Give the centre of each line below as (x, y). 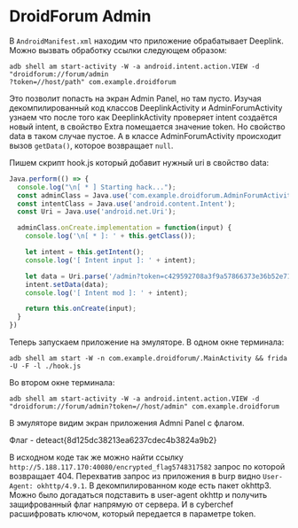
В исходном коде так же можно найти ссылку (96, 457)
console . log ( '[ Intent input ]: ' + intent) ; (111, 260)
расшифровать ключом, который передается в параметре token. (133, 514)
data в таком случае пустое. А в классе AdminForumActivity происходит (145, 136)
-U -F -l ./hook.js (45, 366)
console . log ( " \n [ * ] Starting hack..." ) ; (97, 187)
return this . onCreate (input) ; (81, 309)
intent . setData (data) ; (67, 284)
